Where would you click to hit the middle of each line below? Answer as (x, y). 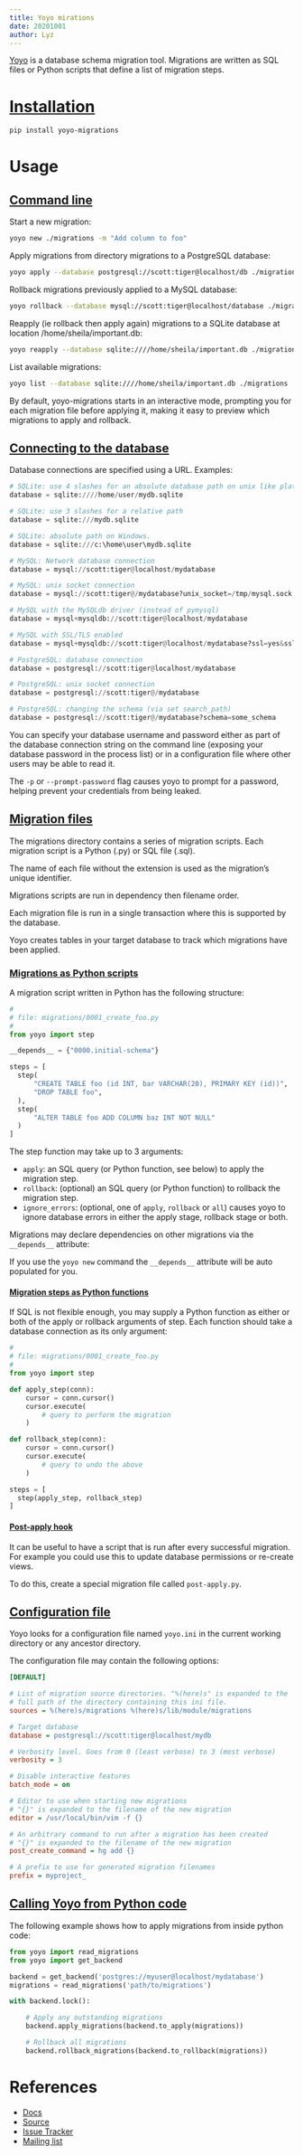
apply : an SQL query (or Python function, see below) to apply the (143, 1169)
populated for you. (44, 1271)
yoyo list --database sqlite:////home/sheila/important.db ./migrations (149, 383)
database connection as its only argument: (89, 1331)
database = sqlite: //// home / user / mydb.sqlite (96, 495)
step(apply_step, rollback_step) (80, 1498)
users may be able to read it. (62, 763)
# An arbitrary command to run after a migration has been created (139, 1834)
